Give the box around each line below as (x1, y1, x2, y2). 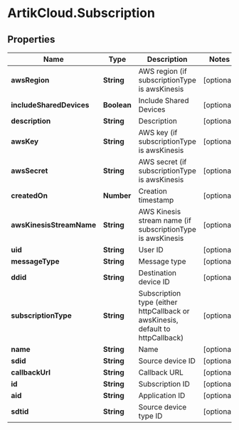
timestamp (138, 195, 174, 205)
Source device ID (138, 356, 196, 365)
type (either (138, 297, 178, 307)
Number (102, 190, 132, 200)
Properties (7, 33, 55, 45)
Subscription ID (138, 379, 190, 389)
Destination (138, 268, 176, 278)
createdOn (11, 190, 48, 200)
